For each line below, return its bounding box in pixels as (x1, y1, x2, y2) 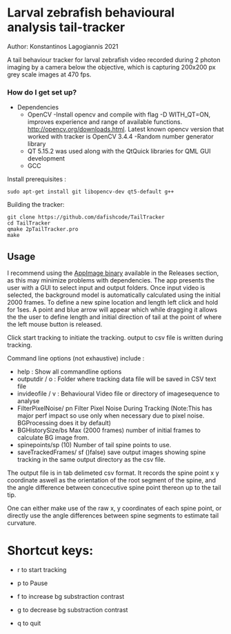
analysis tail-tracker (7, 19, 125, 35)
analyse (17, 397, 40, 405)
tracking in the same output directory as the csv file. (17, 456, 165, 464)
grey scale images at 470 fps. (7, 70, 92, 79)
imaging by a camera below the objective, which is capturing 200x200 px (7, 63, 216, 71)
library (27, 140, 46, 148)
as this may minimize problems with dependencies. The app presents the (7, 276, 215, 285)
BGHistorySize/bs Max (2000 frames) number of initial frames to (17, 426, 201, 435)
